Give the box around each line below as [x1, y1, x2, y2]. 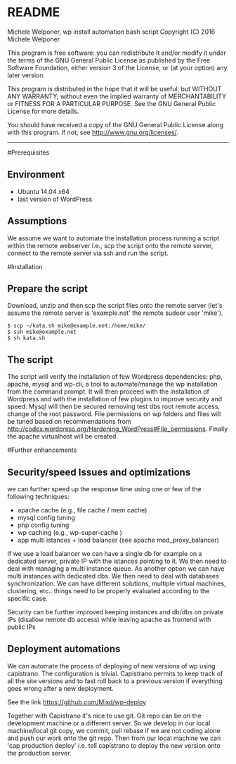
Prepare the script [7, 283, 88, 294]
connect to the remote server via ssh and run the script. [7, 249, 169, 257]
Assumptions [7, 215, 67, 227]
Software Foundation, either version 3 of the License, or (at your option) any [7, 63, 228, 72]
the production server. [7, 749, 72, 757]
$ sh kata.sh [7, 335, 46, 342]
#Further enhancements [7, 446, 77, 454]
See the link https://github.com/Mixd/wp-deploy [7, 697, 146, 706]
